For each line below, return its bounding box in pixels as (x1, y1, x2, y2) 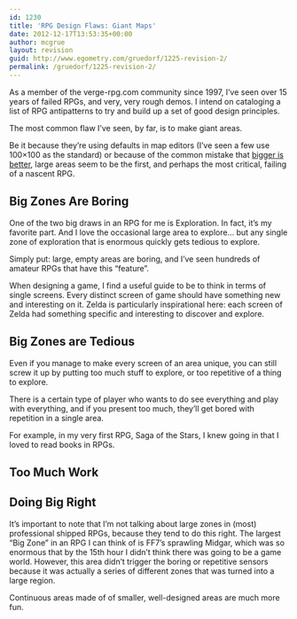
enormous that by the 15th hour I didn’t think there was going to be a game (9, 546, 282, 557)
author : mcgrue (9, 37, 66, 47)
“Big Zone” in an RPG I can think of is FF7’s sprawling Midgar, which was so (9, 537, 285, 548)
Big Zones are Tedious (9, 334, 136, 349)
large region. (9, 575, 56, 585)
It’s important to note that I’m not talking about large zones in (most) (9, 518, 257, 529)
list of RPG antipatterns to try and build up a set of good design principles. (9, 106, 280, 116)
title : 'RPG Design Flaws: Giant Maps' (9, 21, 157, 30)
